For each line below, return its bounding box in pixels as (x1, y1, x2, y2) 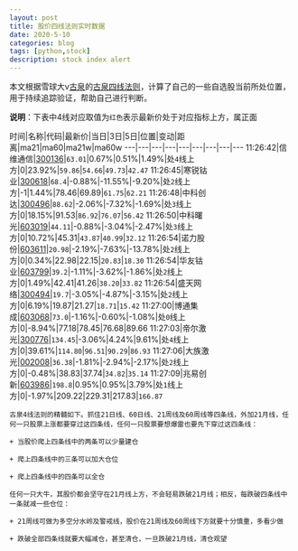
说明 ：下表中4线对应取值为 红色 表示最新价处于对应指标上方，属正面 (9, 112, 257, 122)
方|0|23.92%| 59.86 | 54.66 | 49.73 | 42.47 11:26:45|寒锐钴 (9, 164, 208, 175)
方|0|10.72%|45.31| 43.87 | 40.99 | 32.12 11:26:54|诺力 (9, 232, 197, 243)
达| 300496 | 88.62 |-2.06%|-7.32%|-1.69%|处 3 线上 (9, 199, 192, 209)
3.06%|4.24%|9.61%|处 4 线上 (80, 334, 190, 344)
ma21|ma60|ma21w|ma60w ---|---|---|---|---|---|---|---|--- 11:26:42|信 (19, 142, 287, 153)
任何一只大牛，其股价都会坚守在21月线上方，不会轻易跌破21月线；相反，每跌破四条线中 (9, 490, 288, 499)
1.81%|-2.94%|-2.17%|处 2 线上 (78, 357, 190, 367)
